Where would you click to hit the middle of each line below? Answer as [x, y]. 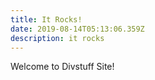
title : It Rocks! [46, 19]
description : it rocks [57, 38]
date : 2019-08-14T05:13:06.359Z [77, 29]
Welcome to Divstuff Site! [62, 67]
